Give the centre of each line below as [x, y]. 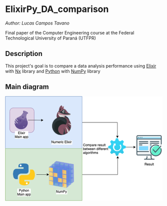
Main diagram [27, 87]
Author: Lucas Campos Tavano [37, 23]
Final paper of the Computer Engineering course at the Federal [70, 32]
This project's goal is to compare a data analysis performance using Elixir [81, 65]
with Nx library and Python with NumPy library [53, 71]
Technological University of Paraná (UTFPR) [51, 38]
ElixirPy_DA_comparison [57, 9]
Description [24, 54]
